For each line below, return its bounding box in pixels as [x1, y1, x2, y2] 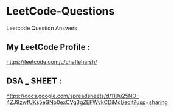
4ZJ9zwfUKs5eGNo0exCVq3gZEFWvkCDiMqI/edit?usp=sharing [6, 99, 169, 106]
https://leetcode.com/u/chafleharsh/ [6, 58, 97, 65]
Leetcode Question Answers [6, 24, 78, 32]
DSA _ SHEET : [6, 76, 62, 86]
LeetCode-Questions [6, 4, 115, 18]
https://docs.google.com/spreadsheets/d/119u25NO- [6, 92, 139, 99]
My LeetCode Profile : [6, 42, 91, 52]
